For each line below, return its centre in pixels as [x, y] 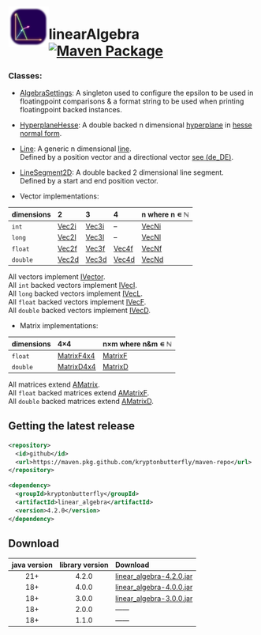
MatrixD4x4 [77, 367]
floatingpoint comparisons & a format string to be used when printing [132, 101]
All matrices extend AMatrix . [54, 384]
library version [84, 565]
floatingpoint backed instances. [71, 110]
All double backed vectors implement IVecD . [80, 311]
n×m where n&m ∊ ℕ [137, 344]
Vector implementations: [59, 196]
